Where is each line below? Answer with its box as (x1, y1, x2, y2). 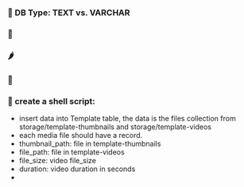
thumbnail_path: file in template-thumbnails (18, 139, 161, 148)
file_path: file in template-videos (18, 147, 125, 157)
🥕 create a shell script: (7, 95, 96, 106)
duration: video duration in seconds (18, 164, 136, 174)
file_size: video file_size (18, 155, 97, 165)
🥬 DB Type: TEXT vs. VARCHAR (7, 7, 130, 18)
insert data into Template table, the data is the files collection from (18, 113, 236, 123)
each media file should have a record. (18, 130, 143, 139)
